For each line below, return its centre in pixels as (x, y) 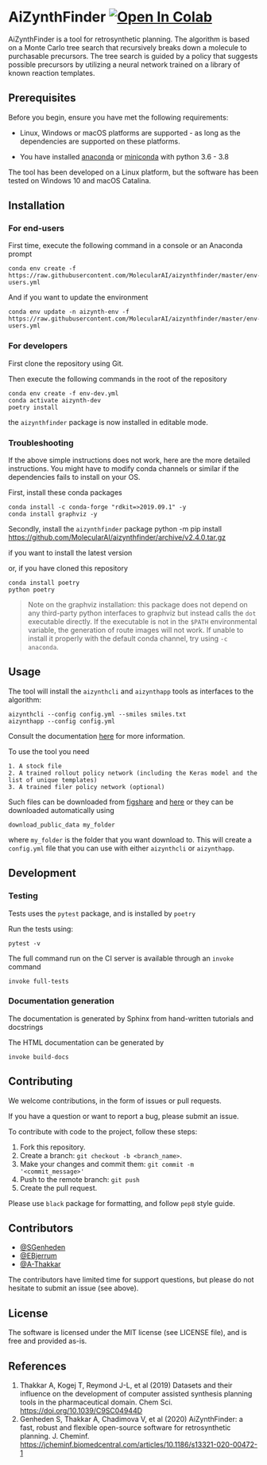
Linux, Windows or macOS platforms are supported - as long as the (130, 132)
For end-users (37, 229)
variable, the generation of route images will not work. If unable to (135, 630)
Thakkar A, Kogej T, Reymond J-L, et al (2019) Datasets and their (126, 1385)
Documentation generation (62, 1001)
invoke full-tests (39, 981)
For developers (38, 346)
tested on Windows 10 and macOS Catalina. (80, 180)
